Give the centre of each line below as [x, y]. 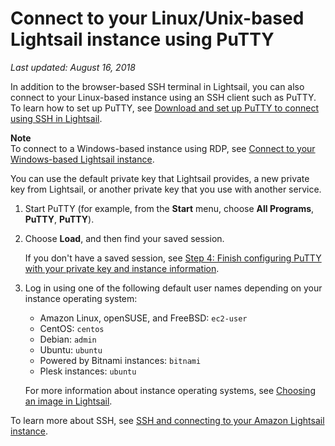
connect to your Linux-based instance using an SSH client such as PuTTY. [163, 97]
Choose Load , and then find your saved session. [124, 238]
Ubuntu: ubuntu [71, 349]
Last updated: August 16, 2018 [73, 67]
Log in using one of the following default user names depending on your [173, 288]
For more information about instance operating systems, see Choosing [170, 390]
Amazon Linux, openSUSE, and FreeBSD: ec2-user [143, 318]
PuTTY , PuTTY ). [59, 219]
